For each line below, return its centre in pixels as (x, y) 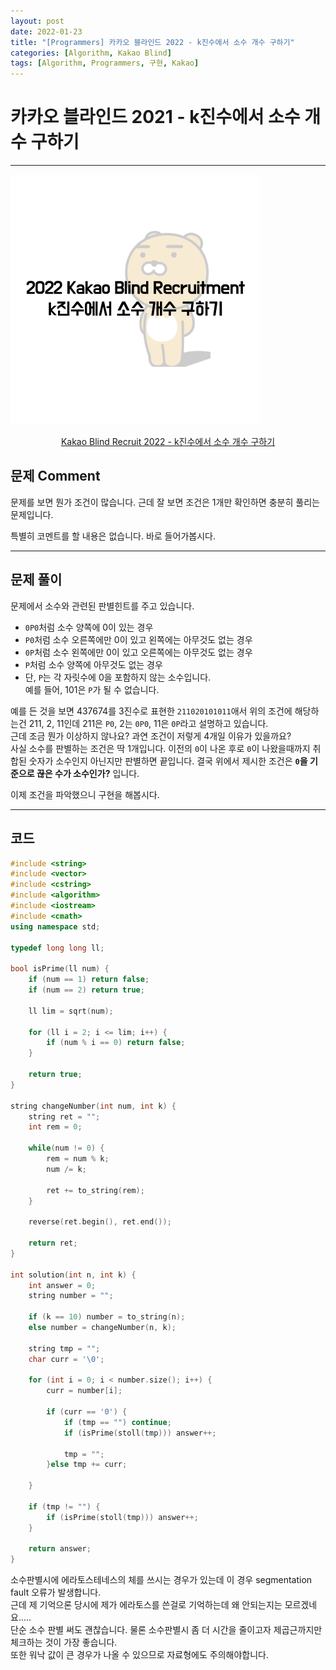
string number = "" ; (71, 1296)
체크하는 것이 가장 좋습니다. (64, 1642)
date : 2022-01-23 (46, 31)
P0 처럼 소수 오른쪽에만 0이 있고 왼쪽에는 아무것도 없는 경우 (138, 639)
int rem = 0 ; (55, 1127)
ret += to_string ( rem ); (95, 1190)
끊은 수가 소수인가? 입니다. (88, 773)
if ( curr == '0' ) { (87, 1412)
